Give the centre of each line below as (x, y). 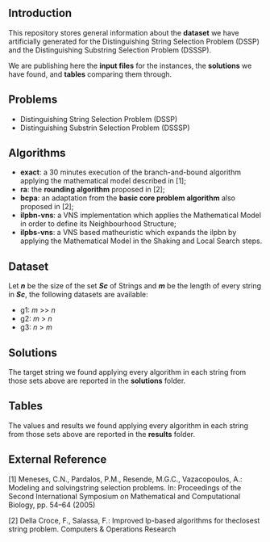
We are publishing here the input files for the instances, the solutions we (130, 65)
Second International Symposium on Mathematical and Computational (125, 496)
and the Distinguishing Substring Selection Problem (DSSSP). (110, 50)
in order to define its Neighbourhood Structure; (98, 224)
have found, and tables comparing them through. (90, 74)
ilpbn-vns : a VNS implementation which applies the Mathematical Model (141, 215)
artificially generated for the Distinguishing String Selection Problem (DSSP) (134, 41)
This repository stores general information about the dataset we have (124, 32)
